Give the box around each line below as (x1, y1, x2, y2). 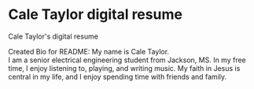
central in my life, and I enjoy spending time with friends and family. (8, 72, 227, 81)
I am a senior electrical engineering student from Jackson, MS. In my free (8, 55, 246, 65)
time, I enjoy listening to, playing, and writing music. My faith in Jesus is (8, 63, 241, 72)
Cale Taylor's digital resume (8, 32, 98, 41)
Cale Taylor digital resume (8, 6, 183, 24)
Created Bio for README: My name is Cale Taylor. (8, 46, 170, 56)
